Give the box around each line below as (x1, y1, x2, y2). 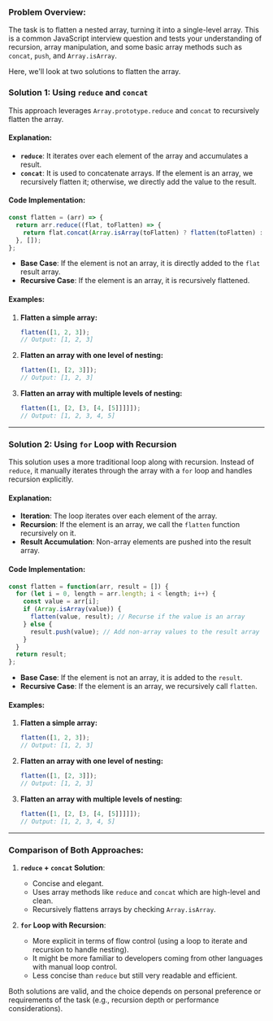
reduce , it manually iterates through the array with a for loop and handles (8, 466, 253, 476)
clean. (32, 896, 54, 905)
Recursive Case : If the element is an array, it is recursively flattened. (19, 276, 250, 286)
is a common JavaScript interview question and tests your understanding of (8, 33, 262, 43)
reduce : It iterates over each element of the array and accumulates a (19, 151, 249, 160)
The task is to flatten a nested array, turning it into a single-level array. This (8, 25, 260, 35)
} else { (23, 620, 53, 628)
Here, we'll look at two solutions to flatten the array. (8, 67, 181, 76)
